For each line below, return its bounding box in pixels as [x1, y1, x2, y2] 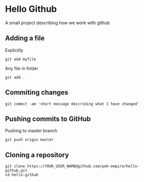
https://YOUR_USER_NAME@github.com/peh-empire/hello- [27, 164, 140, 169]
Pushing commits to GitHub [5, 114, 91, 123]
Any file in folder [5, 65, 38, 71]
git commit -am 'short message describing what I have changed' [5, 101, 140, 107]
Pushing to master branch [5, 128, 58, 134]
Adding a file [5, 34, 45, 42]
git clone [5, 164, 26, 169]
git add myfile [5, 57, 36, 62]
